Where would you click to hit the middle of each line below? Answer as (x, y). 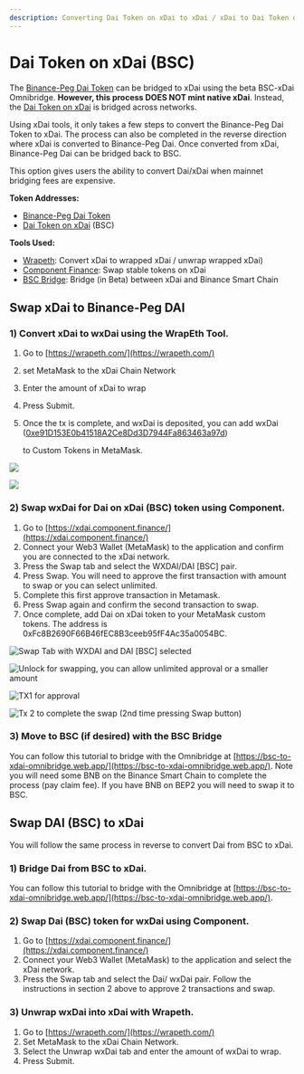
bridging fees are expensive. (62, 180)
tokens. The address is (65, 623)
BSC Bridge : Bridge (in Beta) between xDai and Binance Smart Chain (150, 279)
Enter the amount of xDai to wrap (84, 388)
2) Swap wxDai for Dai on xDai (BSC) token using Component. (147, 508)
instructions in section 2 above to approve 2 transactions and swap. (149, 989)
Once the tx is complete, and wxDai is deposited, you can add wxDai (150, 423)
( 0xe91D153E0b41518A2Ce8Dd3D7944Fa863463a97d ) (125, 433)
